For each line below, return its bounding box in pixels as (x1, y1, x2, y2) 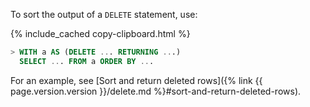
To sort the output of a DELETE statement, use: (10, 9, 198, 20)
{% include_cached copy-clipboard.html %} (10, 28, 191, 39)
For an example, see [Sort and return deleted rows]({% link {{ (10, 74, 263, 86)
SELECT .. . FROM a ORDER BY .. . (19, 56, 155, 66)
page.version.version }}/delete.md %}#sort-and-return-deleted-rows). (10, 85, 302, 97)
